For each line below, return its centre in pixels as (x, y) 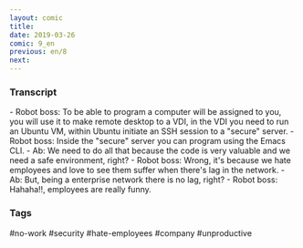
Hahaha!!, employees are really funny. (81, 190)
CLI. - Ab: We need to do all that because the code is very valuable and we (150, 150)
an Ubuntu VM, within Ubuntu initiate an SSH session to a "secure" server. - (152, 131)
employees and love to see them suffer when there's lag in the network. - (147, 170)
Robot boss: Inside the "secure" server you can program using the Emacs (147, 141)
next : (20, 60)
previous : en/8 (38, 52)
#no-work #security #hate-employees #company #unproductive (131, 232)
